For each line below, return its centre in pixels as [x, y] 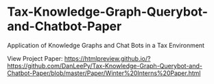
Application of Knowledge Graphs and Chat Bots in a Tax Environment [106, 45]
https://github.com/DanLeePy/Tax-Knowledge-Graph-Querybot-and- [105, 66]
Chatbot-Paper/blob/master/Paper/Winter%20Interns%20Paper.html [104, 73]
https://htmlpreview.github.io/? [107, 58]
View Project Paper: [35, 58]
